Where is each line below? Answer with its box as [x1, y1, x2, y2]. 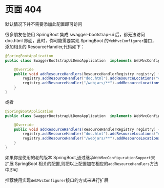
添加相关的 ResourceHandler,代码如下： [5, 44, 85, 49]
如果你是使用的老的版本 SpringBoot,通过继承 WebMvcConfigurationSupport [5, 154, 151, 160]
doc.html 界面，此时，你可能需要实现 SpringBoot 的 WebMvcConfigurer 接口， [5, 37, 157, 44]
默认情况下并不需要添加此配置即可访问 [5, 21, 82, 27]
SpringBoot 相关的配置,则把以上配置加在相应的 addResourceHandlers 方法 [14, 161, 159, 166]
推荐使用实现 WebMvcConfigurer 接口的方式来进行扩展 [5, 177, 109, 183]
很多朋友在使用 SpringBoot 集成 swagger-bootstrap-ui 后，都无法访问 [5, 31, 145, 37]
